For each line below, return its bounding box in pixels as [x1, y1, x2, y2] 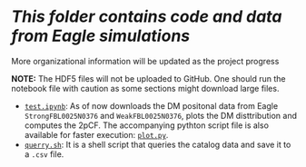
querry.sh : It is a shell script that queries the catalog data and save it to [24, 139, 291, 150]
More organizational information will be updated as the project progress [11, 55, 280, 66]
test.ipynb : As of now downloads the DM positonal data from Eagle [24, 100, 279, 111]
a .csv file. [24, 148, 64, 160]
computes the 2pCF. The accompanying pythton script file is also [24, 120, 270, 131]
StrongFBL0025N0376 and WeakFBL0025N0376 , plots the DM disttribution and [24, 110, 297, 121]
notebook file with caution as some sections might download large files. [11, 83, 280, 93]
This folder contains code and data [11, 6, 282, 27]
